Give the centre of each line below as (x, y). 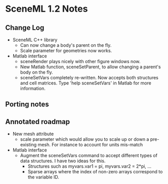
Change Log (25, 28)
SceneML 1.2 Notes (47, 9)
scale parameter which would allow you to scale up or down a (85, 139)
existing (28, 145)
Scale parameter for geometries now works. (66, 51)
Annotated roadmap (38, 122)
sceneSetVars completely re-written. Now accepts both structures (89, 78)
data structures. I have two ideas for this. (63, 161)
